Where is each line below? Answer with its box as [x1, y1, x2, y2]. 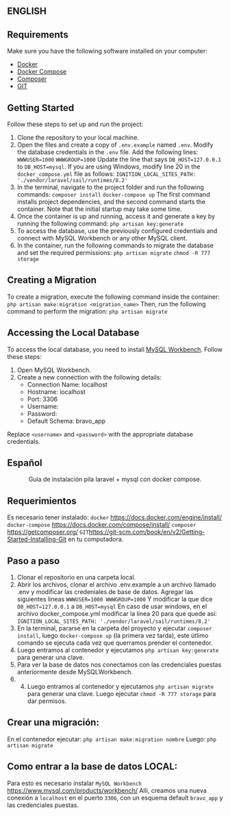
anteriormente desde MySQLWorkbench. [16, 668, 133, 676]
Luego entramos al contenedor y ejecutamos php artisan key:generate [16, 646, 219, 654]
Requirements [7, 29, 68, 40]
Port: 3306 [27, 395, 58, 403]
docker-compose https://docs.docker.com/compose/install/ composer [7, 521, 196, 529]
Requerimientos [7, 495, 77, 506]
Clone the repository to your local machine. [16, 134, 139, 142]
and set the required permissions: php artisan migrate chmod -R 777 [16, 249, 211, 257]
